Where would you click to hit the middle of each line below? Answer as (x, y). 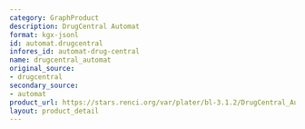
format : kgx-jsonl (44, 35)
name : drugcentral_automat (60, 60)
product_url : (34, 102)
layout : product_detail (54, 111)
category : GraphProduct (54, 18)
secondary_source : (44, 85)
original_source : (42, 69)
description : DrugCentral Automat (75, 26)
